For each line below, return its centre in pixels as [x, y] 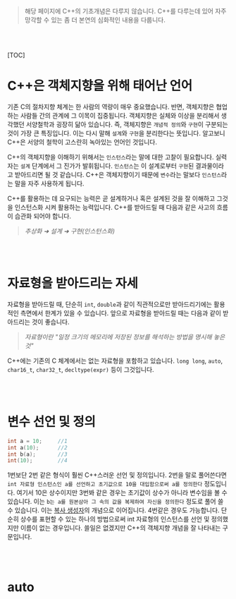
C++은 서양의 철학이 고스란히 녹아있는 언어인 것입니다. [82, 142]
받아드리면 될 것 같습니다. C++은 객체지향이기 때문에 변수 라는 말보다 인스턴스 [118, 174]
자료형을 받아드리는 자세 [73, 283]
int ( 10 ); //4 [38, 461]
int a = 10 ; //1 [38, 441]
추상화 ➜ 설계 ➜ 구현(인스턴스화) [69, 231]
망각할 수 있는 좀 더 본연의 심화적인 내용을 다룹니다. [95, 20]
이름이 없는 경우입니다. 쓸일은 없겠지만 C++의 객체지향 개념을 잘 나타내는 [120, 528]
